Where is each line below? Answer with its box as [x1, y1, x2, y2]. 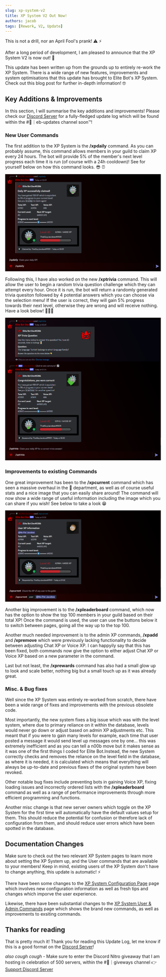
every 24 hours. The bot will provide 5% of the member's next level [5, 153, 142, 159]
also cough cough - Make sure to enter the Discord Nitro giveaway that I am [5, 953, 160, 960]
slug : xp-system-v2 [5, 8, 45, 13]
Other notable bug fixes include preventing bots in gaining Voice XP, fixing [5, 779, 157, 785]
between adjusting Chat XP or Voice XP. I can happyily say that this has [5, 642, 151, 648]
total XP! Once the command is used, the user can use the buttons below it [5, 617, 158, 623]
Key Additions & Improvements [5, 95, 103, 103]
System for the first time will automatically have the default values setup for [5, 810, 159, 816]
